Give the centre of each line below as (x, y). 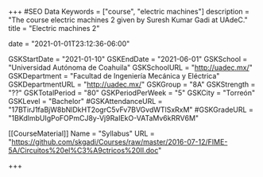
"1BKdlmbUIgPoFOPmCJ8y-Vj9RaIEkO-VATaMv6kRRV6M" (104, 118)
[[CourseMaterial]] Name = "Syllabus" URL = (81, 133)
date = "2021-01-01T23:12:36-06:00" (69, 44)
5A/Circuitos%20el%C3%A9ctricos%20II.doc (83, 150)
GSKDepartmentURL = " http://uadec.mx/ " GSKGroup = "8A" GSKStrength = (132, 84)
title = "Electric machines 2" (54, 28)
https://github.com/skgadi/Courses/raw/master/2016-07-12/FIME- (120, 142)
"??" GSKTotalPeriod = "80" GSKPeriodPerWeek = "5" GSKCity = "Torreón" (132, 93)
